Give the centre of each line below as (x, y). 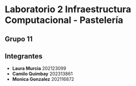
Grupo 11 (19, 39)
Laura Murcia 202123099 (39, 68)
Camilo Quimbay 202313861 (42, 74)
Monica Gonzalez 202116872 (43, 79)
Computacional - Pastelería (64, 20)
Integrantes (24, 56)
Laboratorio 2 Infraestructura (68, 9)
